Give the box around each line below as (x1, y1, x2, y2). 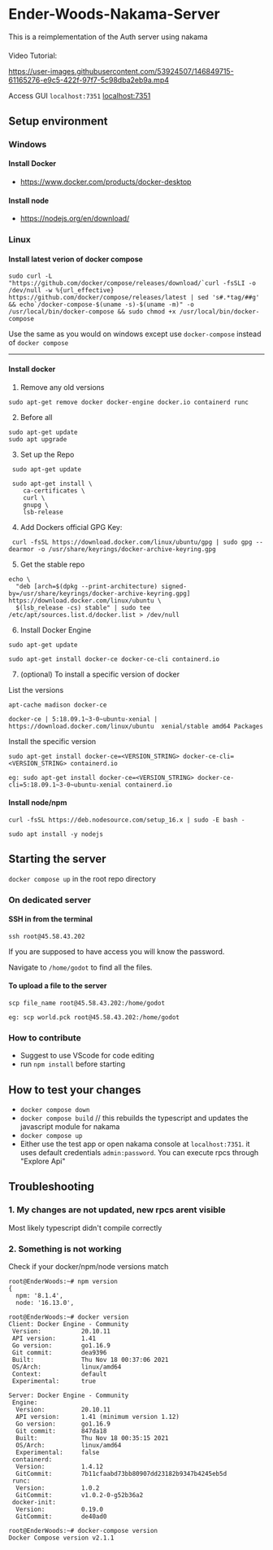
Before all (19, 412, 53, 422)
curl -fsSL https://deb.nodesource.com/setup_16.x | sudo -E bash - (8, 816, 245, 824)
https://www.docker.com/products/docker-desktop (19, 177, 192, 187)
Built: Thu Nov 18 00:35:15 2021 (15, 1434, 169, 1443)
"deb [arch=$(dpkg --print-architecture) (15, 582, 158, 590)
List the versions (8, 685, 64, 694)
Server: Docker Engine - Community (8, 1391, 129, 1400)
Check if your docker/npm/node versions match (8, 1262, 169, 1272)
